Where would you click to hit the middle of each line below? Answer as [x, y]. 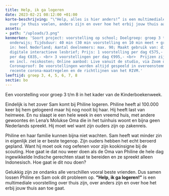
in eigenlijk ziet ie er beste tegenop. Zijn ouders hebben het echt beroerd [81, 141]
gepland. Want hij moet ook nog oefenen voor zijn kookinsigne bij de [76, 146]
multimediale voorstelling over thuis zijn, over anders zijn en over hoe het [81, 182]
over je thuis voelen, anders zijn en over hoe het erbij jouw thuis [84, 24]
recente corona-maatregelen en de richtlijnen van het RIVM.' [76, 71]
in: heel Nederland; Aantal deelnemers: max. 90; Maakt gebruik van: [84, 47]
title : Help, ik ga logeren [35, 10]
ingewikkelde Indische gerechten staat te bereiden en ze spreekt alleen [79, 157]
